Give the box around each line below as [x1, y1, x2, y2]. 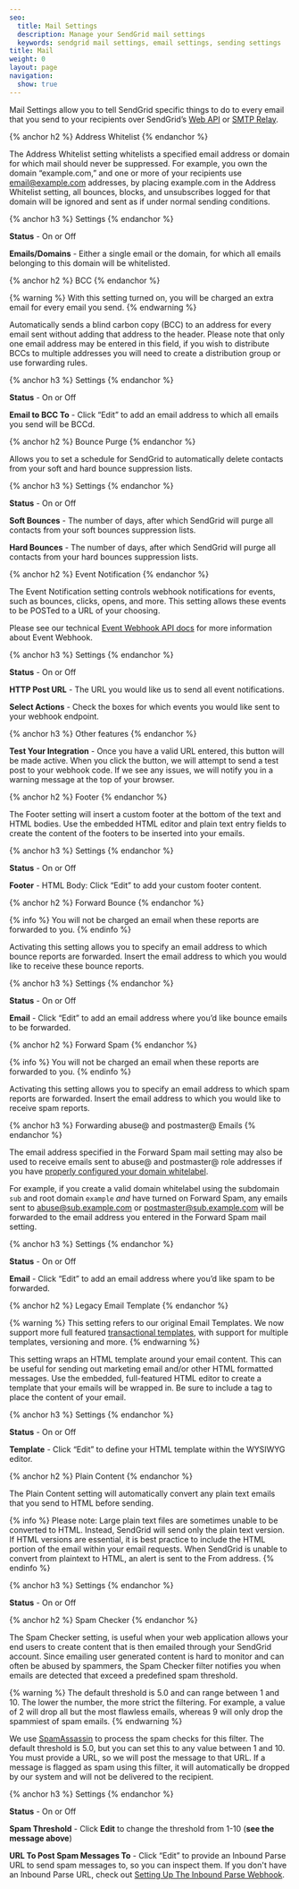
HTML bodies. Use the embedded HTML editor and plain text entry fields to [9, 818, 287, 829]
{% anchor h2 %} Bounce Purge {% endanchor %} [9, 436, 196, 447]
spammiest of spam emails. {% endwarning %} [9, 1715, 183, 1726]
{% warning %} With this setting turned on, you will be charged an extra [9, 292, 274, 303]
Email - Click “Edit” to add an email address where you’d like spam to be [9, 1273, 275, 1284]
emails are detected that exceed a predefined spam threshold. [9, 1670, 238, 1680]
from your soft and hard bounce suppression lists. [9, 463, 194, 474]
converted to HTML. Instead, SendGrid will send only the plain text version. [9, 1524, 286, 1535]
